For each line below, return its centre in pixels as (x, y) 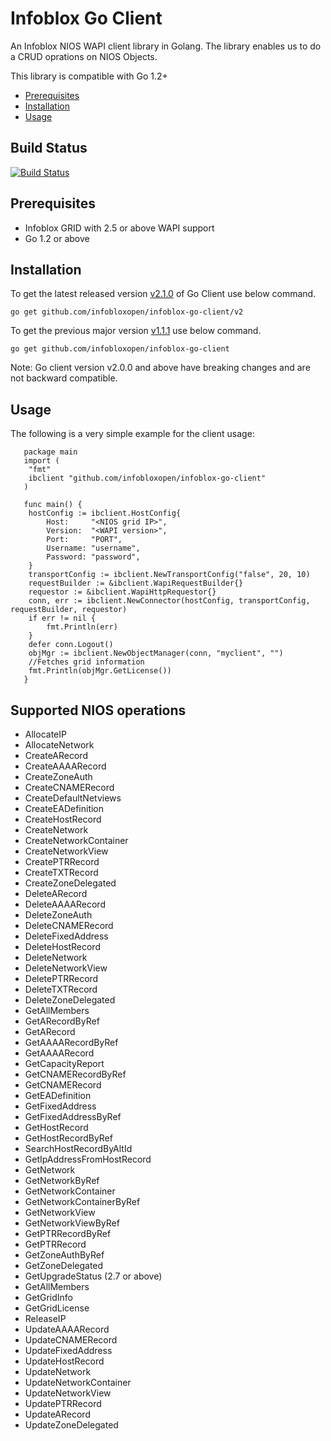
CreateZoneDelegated (70, 883)
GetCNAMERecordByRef (75, 1074)
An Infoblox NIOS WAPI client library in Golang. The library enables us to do (166, 46)
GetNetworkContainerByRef (82, 1201)
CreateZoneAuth (58, 776)
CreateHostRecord (63, 819)
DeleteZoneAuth (58, 915)
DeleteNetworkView (66, 968)
